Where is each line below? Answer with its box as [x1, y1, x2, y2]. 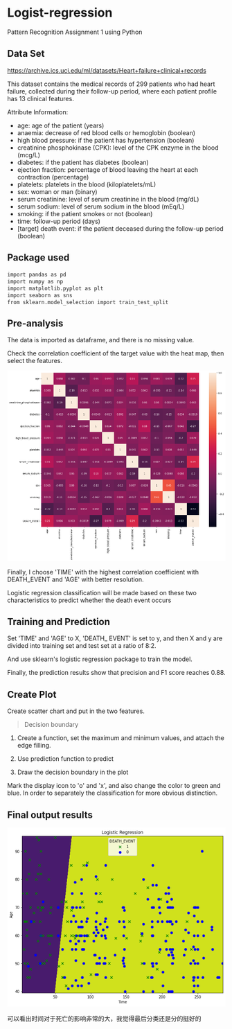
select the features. [7, 357, 62, 365]
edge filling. [17, 741, 51, 750]
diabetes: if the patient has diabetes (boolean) [17, 158, 149, 166]
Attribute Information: [7, 107, 69, 116]
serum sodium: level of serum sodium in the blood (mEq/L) [17, 202, 185, 211]
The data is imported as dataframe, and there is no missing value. [7, 336, 195, 344]
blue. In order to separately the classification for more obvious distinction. [7, 789, 218, 798]
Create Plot [7, 688, 57, 701]
